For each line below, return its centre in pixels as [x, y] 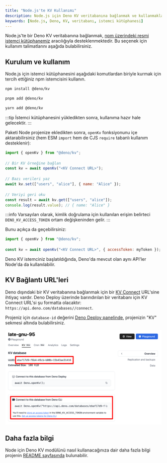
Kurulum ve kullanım [38, 62]
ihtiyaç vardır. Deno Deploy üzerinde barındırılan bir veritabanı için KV [76, 297]
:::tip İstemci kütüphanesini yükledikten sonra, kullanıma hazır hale [73, 117]
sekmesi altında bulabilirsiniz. [35, 322]
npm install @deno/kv [28, 89]
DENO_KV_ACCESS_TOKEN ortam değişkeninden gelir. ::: [58, 220]
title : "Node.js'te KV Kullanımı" [41, 10]
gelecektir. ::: [18, 123]
